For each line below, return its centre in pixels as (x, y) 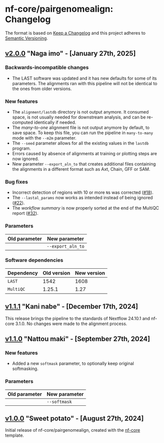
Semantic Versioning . (26, 38)
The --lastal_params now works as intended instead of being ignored (82, 198)
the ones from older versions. (42, 89)
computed (23, 122)
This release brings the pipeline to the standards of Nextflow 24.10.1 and (78, 318)
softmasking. (25, 369)
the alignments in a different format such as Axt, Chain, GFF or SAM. (81, 169)
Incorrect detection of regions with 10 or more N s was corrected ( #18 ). (83, 192)
